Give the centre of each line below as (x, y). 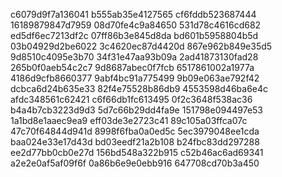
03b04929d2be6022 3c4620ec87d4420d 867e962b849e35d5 (141, 46)
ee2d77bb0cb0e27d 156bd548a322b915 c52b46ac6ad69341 (137, 152)
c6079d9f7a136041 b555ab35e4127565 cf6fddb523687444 (133, 14)
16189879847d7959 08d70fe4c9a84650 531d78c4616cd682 (136, 25)
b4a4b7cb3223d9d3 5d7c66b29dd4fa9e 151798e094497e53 (137, 110)
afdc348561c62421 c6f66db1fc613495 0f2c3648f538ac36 (131, 99)
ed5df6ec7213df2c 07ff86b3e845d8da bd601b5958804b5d (134, 35)
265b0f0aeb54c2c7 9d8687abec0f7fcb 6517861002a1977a (132, 67)
